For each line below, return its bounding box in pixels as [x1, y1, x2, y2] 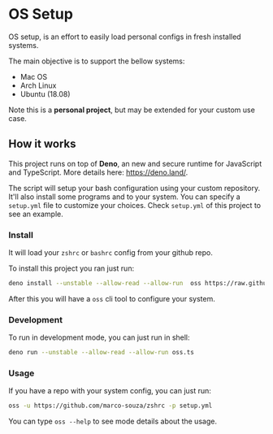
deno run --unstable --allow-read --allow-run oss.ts [8, 349, 195, 357]
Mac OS [19, 72, 47, 81]
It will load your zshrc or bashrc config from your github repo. [8, 248, 213, 258]
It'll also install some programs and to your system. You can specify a [8, 192, 241, 202]
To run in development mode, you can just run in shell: [8, 332, 190, 342]
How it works [8, 137, 76, 151]
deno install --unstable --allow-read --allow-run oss [8, 280, 201, 288]
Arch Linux [19, 80, 57, 90]
